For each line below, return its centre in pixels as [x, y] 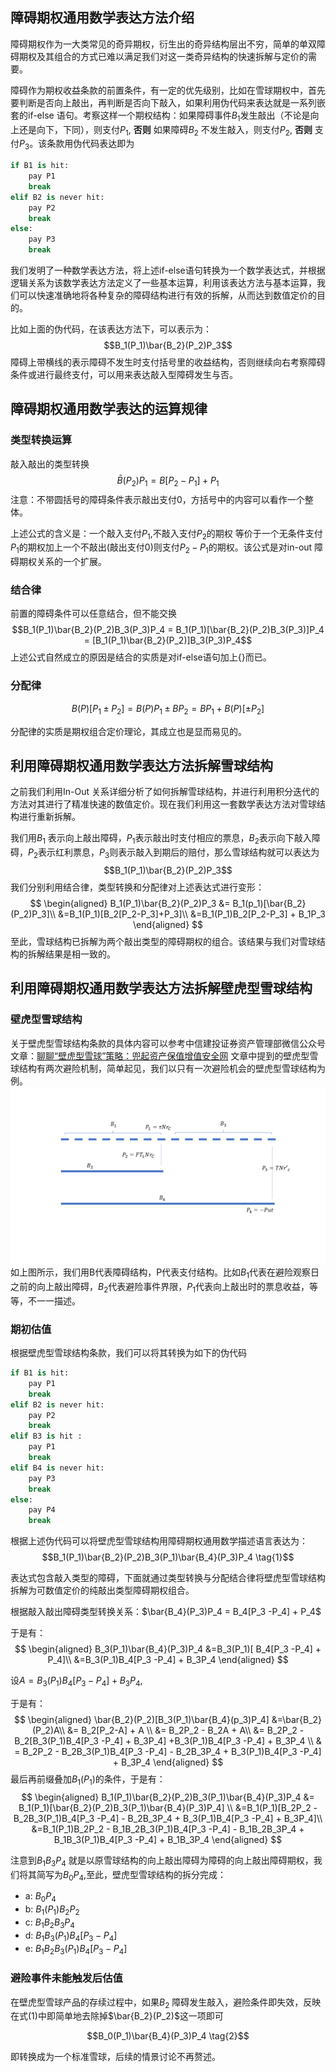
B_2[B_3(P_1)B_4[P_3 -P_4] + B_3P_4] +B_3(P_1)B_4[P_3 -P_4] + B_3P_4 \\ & [168, 1740]
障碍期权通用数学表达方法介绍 [102, 18]
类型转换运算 [41, 440]
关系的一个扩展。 [71, 562]
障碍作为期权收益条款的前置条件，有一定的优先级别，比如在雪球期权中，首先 [168, 90]
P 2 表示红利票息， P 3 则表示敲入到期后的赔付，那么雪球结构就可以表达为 [174, 853]
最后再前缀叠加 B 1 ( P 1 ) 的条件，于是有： [88, 1780]
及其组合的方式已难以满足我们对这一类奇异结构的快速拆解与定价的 [172, 56]
